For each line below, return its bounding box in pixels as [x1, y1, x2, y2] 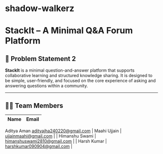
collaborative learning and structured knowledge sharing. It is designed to [5, 73, 153, 78]
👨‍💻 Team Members [5, 101, 64, 109]
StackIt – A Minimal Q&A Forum [5, 25, 133, 36]
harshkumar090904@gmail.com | [5, 143, 73, 149]
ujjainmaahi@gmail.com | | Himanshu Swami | [5, 133, 96, 139]
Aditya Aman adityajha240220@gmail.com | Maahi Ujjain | [5, 128, 122, 134]
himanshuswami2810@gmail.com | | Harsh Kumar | [5, 139, 107, 144]
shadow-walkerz [5, 3, 75, 14]
